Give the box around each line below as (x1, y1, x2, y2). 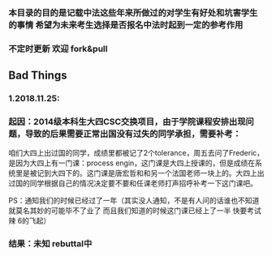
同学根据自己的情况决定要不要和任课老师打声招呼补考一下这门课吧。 (29, 178, 257, 188)
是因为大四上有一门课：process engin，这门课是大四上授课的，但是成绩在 (8, 158, 256, 168)
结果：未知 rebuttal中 (8, 238, 93, 250)
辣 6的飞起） (8, 216, 51, 226)
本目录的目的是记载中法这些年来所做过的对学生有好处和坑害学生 (8, 6, 258, 18)
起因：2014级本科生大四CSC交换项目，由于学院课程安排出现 (8, 116, 246, 127)
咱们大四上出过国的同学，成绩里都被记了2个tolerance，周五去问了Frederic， (8, 148, 265, 158)
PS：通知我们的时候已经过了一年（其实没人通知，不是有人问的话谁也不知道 (8, 196, 260, 206)
